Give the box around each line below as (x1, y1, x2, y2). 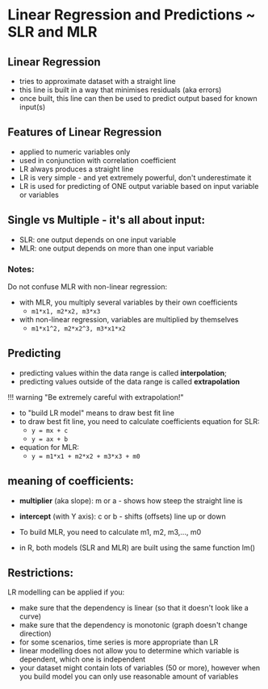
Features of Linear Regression (7, 125, 162, 139)
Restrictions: (7, 565, 74, 579)
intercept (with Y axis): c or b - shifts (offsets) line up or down (19, 511, 227, 521)
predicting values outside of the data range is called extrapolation (19, 376, 240, 386)
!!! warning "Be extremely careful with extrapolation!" (7, 392, 184, 401)
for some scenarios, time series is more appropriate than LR (19, 637, 219, 647)
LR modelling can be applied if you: (7, 587, 125, 597)
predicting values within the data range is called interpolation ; (19, 368, 227, 377)
